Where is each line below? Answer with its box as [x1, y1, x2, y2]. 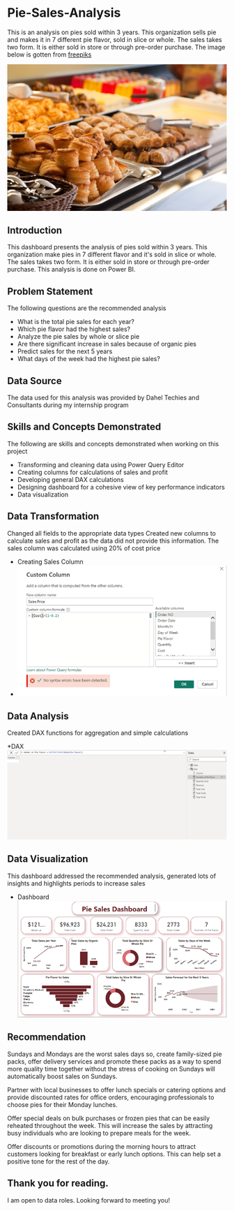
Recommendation [7, 1032, 86, 1043]
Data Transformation [7, 511, 100, 522]
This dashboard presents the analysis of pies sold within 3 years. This [7, 243, 208, 251]
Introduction [7, 225, 63, 236]
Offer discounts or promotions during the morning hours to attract [7, 1142, 196, 1150]
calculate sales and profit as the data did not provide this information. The [7, 536, 219, 545]
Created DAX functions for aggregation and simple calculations [7, 728, 189, 737]
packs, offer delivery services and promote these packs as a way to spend [7, 1057, 221, 1066]
